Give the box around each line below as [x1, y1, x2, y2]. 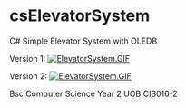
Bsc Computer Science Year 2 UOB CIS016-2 [9, 88, 179, 99]
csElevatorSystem [9, 5, 151, 26]
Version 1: [9, 53, 46, 64]
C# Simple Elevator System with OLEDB [9, 35, 158, 46]
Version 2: [9, 70, 48, 82]
